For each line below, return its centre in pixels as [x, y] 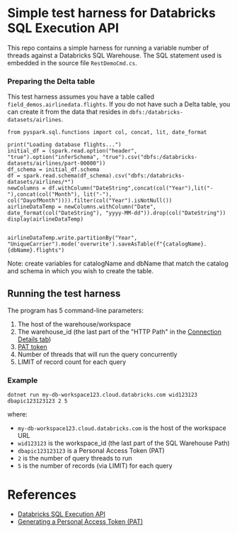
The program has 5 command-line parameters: [75, 311]
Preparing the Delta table [51, 81]
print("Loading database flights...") [64, 145]
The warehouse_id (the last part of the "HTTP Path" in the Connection [119, 332]
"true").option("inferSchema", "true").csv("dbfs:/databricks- [103, 158]
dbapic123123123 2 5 [38, 401]
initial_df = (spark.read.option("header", [73, 151]
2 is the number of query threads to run [75, 458]
